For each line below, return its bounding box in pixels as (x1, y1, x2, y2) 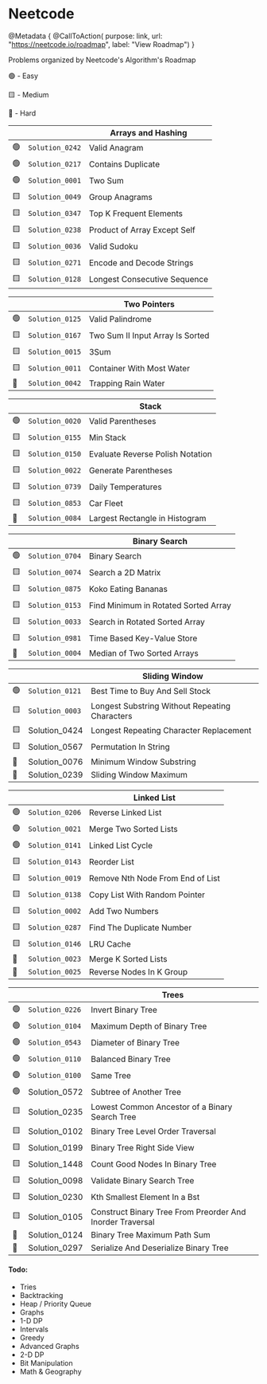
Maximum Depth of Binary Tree (91, 1021, 207, 1032)
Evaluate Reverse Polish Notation (88, 449, 212, 460)
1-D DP (19, 1316, 44, 1326)
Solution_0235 (28, 1106, 83, 1117)
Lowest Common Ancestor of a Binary (91, 1101, 233, 1112)
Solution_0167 (28, 331, 82, 340)
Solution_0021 (28, 825, 82, 833)
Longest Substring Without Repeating (91, 700, 231, 712)
